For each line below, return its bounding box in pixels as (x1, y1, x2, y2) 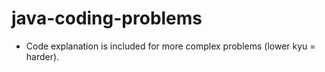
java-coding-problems (11, 7, 203, 30)
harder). (25, 50, 60, 62)
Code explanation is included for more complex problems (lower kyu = (25, 40, 316, 52)
